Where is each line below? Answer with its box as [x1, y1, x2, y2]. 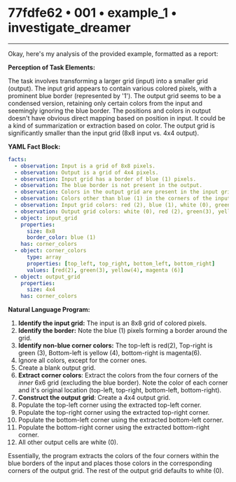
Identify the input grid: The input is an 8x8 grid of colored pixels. [18, 319, 207, 327]
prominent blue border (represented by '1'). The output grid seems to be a [8, 91, 221, 99]
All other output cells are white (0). [18, 438, 118, 446]
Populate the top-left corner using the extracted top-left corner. [18, 401, 202, 409]
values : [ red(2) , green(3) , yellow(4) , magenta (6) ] [26, 266, 184, 274]
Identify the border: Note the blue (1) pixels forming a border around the [18, 326, 228, 335]
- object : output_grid [14, 273, 81, 280]
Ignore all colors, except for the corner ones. [18, 356, 147, 365]
